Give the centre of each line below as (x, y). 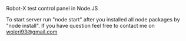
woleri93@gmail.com (32, 32)
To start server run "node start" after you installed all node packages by (93, 19)
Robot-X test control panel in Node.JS (52, 8)
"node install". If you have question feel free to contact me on (80, 26)
